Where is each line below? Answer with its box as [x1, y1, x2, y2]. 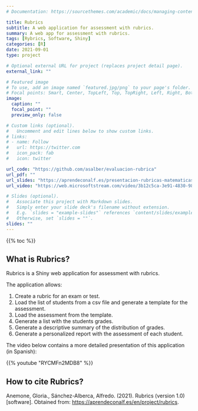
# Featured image [6, 79, 49, 85]
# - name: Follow [6, 139, 49, 145]
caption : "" [11, 101, 41, 107]
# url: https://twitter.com [6, 145, 81, 151]
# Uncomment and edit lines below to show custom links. [6, 128, 154, 134]
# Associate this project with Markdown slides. [6, 199, 133, 205]
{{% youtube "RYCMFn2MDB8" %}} [6, 360, 93, 367]
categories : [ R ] [6, 41, 46, 47]
